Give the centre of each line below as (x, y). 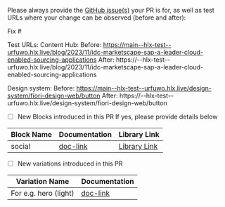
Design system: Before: (41, 88)
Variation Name (43, 182)
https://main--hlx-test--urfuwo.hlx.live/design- (144, 88)
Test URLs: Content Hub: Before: (54, 45)
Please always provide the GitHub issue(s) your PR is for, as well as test (111, 10)
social (20, 147)
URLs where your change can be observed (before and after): (97, 18)
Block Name (32, 135)
